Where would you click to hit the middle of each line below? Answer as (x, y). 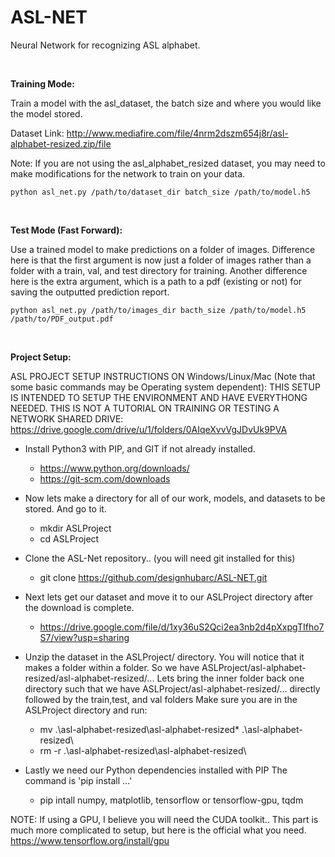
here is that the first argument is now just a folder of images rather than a (161, 260)
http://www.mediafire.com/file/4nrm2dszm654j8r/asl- (177, 133)
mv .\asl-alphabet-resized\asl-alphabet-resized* (139, 729)
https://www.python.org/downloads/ (114, 468)
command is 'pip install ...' (78, 780)
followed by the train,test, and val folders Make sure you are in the (161, 699)
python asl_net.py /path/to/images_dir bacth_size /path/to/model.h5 (158, 310)
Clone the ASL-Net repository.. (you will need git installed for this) (160, 558)
